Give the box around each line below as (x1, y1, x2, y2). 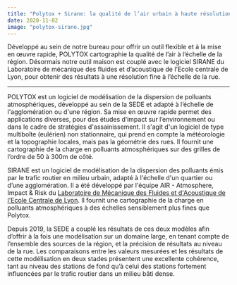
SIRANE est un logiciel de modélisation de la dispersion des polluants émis (7, 166, 224, 175)
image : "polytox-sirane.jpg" (7, 23, 93, 30)
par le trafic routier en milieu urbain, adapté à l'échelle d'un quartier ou (7, 174, 213, 182)
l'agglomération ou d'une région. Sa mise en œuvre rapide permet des (7, 108, 212, 116)
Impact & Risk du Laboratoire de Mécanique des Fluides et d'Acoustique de (7, 189, 226, 197)
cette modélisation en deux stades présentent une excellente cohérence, (7, 255, 219, 263)
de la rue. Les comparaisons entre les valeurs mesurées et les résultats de (7, 247, 224, 255)
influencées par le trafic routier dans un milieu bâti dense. (7, 270, 175, 278)
